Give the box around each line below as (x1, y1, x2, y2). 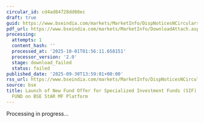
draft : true (6, 15, 36, 21)
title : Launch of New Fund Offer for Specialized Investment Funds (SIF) (6, 88, 197, 94)
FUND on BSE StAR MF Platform (12, 93, 88, 99)
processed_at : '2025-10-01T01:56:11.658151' (12, 48, 126, 55)
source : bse (6, 82, 36, 88)
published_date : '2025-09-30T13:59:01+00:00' (6, 71, 123, 77)
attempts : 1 (12, 37, 42, 43)
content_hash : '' (12, 43, 56, 49)
